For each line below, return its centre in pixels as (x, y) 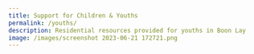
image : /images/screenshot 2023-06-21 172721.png (93, 38)
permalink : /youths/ (43, 23)
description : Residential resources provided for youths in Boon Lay (127, 30)
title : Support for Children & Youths (73, 15)
